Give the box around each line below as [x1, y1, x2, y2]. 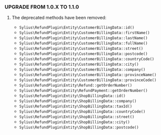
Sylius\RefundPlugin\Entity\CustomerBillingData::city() [19, 62, 139, 67]
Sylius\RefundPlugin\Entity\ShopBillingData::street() [19, 115, 134, 120]
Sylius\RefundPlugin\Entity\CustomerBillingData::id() [19, 25, 134, 30]
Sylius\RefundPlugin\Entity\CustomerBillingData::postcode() [19, 51, 148, 56]
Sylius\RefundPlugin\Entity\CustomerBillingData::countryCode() [19, 57, 155, 62]
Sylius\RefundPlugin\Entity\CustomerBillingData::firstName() [19, 31, 150, 36]
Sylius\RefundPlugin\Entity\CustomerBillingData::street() [19, 46, 144, 51]
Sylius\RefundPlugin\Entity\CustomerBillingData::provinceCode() [19, 78, 157, 83]
